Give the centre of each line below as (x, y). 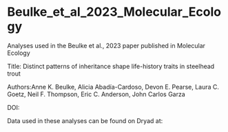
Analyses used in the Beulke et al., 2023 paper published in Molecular (106, 45)
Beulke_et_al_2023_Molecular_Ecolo (114, 12)
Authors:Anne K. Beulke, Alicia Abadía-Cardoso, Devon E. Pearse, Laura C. (113, 87)
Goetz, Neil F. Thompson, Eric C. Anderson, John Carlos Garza (96, 94)
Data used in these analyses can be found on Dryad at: (85, 120)
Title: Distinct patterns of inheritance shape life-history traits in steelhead (111, 66)
